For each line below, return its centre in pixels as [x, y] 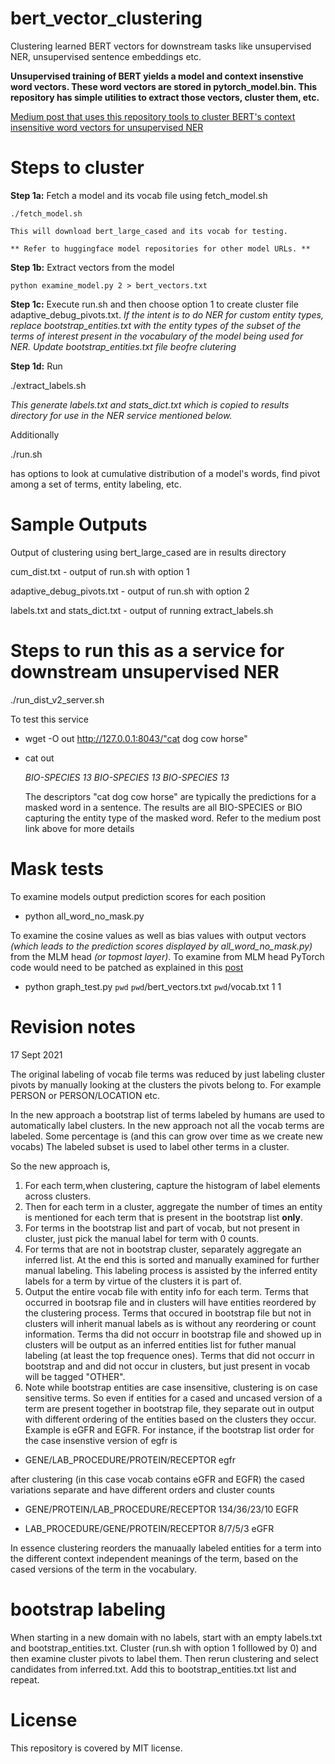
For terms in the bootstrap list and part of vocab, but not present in [162, 1228]
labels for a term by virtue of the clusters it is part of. [133, 1281]
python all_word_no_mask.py [84, 916]
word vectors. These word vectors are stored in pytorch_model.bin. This [164, 86]
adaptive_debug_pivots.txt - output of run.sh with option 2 [130, 591]
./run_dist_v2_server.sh [57, 699]
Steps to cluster [77, 168]
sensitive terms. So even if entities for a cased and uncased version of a [173, 1398]
